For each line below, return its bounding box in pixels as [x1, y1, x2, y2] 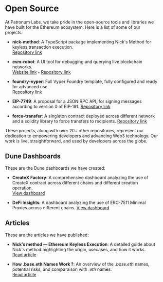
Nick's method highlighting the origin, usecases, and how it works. [12, 246, 146, 252]
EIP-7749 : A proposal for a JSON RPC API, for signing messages [12, 98, 142, 104]
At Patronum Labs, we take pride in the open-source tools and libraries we [5, 19, 154, 25]
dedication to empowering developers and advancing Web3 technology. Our [5, 133, 158, 139]
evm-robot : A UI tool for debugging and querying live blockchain [12, 59, 143, 64]
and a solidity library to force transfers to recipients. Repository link [12, 118, 147, 124]
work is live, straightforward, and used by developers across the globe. [5, 138, 147, 144]
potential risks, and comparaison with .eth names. [12, 266, 112, 272]
